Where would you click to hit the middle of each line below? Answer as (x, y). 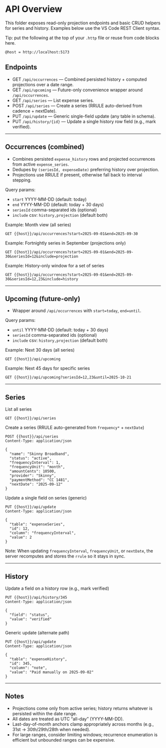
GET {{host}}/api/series (31, 418)
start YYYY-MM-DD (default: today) (49, 199)
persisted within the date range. (45, 713)
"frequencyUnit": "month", (37, 467)
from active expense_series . (41, 164)
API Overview (34, 9)
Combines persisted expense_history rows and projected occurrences (84, 159)
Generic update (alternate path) (37, 633)
